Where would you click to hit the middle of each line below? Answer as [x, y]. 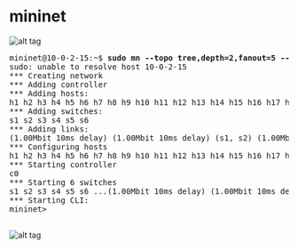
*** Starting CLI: [49, 200]
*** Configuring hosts [59, 147]
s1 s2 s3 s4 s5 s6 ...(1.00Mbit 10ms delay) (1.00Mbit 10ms [143, 191]
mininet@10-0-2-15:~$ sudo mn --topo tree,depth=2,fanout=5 [143, 58]
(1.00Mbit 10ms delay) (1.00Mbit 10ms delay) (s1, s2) [131, 138]
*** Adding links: [49, 129]
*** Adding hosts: [49, 93]
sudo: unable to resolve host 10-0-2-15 [98, 67]
